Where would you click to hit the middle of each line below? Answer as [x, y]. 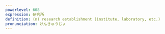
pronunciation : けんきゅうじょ [36, 24]
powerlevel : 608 [22, 10]
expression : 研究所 [25, 14]
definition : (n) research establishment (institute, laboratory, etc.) [83, 19]
